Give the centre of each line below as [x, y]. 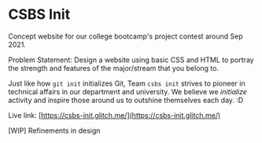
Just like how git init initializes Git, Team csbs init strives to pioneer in [127, 83]
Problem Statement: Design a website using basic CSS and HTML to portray [131, 60]
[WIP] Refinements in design [54, 130]
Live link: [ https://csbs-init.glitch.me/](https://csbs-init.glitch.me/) [114, 115]
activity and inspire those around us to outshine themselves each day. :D [126, 100]
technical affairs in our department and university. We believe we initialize [128, 91]
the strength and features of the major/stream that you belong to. [113, 68]
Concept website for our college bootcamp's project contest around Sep [125, 36]
